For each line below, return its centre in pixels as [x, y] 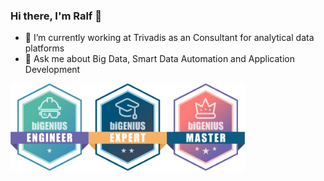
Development [52, 70]
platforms [44, 48]
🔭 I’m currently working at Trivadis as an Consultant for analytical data [169, 38]
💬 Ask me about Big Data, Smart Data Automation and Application [159, 59]
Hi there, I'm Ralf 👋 [56, 16]
